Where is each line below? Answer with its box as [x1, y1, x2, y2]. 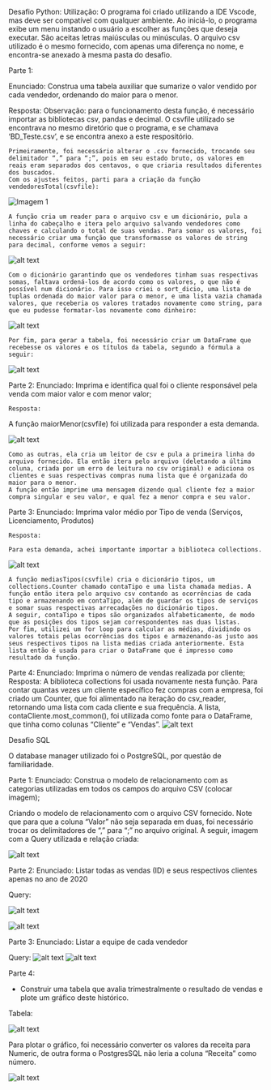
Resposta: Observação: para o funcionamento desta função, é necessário [8, 105, 255, 115]
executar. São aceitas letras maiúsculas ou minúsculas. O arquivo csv [8, 32, 240, 42]
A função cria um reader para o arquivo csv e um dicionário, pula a [8, 212, 248, 221]
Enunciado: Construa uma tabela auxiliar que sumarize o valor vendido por [8, 81, 257, 91]
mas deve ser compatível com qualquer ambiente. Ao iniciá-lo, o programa [8, 15, 257, 25]
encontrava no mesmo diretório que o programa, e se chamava [8, 123, 218, 132]
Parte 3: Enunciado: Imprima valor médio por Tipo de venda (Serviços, [8, 507, 243, 517]
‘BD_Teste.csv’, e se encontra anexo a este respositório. [8, 131, 194, 141]
